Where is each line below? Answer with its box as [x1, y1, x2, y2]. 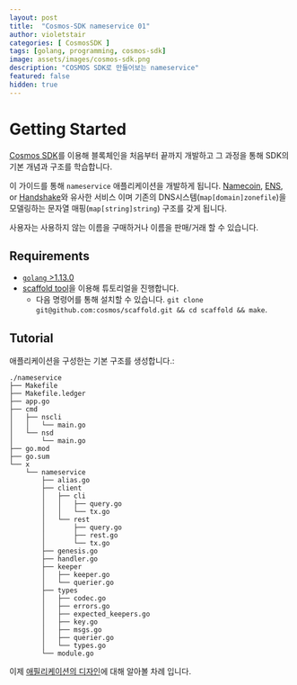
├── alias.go [41, 476, 91, 485]
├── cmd [9, 405, 39, 414]
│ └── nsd [9, 428, 54, 437]
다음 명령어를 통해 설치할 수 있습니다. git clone [35, 294, 204, 305]
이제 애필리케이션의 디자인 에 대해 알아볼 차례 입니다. [9, 666, 191, 677]
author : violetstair [9, 30, 87, 39]
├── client [41, 483, 83, 493]
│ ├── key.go [41, 617, 99, 626]
